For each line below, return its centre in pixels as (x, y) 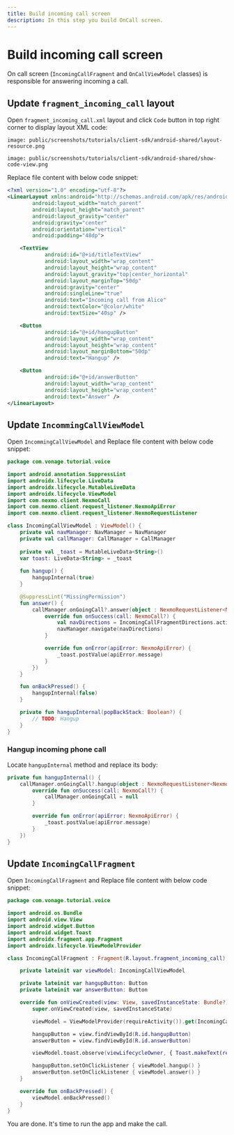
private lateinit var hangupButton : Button (84, 984)
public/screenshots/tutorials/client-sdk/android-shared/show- (123, 159)
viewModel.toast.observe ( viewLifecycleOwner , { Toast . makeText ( (127, 1053)
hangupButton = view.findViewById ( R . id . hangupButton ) (112, 1034)
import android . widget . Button (51, 927)
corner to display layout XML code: (57, 128)
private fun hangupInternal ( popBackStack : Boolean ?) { (101, 713)
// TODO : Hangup (56, 719)
